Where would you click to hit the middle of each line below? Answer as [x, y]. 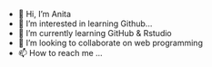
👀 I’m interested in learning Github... [85, 24]
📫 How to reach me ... [60, 53]
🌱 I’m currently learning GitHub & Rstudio [95, 33]
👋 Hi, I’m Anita [44, 14]
